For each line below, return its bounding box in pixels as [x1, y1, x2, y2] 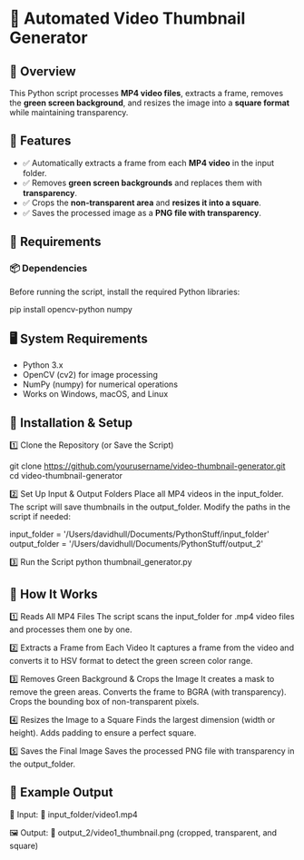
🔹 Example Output [9, 785, 113, 800]
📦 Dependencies [9, 262, 88, 275]
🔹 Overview [9, 64, 76, 79]
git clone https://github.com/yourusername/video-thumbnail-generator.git [9, 460, 286, 471]
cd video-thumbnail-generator [9, 470, 123, 481]
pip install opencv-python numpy [9, 303, 133, 314]
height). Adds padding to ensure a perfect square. [9, 727, 197, 738]
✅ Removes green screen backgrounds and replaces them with [22, 177, 263, 188]
